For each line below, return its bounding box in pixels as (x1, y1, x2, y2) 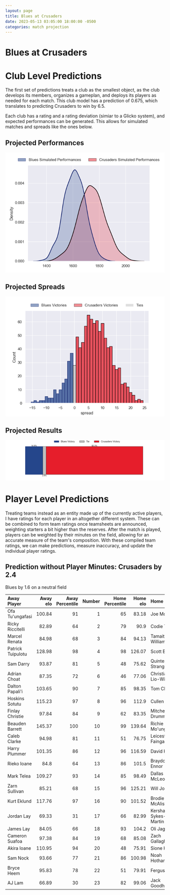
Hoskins (7, 696, 24, 702)
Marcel (7, 633, 22, 639)
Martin (150, 819, 164, 825)
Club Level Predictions (5, 70, 102, 81)
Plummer (7, 751, 26, 757)
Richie (150, 720, 163, 727)
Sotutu (7, 701, 22, 707)
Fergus (150, 868, 165, 874)
